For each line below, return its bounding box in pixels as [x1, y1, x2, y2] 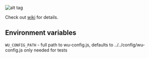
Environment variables [5, 29, 77, 37]
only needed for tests [24, 47, 68, 53]
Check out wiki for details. [5, 14, 58, 20]
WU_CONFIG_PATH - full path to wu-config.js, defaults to [5, 42, 114, 48]
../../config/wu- [114, 42, 145, 48]
